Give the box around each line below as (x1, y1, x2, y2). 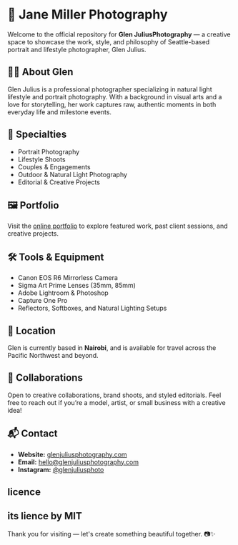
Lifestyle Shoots (17, 155, 66, 164)
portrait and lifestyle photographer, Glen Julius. (7, 45, 147, 54)
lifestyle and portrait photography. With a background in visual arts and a (7, 92, 222, 101)
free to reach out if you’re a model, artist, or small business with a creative (7, 398, 227, 406)
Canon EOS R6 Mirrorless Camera (17, 274, 118, 282)
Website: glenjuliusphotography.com (17, 450, 127, 459)
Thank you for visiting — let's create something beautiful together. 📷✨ (7, 529, 216, 538)
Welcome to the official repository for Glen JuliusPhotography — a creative (7, 30, 231, 39)
